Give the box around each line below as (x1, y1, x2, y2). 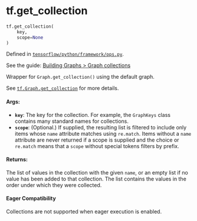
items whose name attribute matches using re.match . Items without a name (14, 130, 192, 137)
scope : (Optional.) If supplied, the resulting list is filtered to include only (14, 123, 187, 130)
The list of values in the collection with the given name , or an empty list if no (6, 169, 189, 176)
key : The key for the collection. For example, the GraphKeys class (14, 111, 171, 118)
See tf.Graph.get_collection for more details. (6, 85, 119, 92)
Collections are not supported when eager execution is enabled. (6, 208, 162, 215)
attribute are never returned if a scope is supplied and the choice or (14, 136, 179, 143)
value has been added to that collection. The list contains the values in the (6, 175, 187, 182)
